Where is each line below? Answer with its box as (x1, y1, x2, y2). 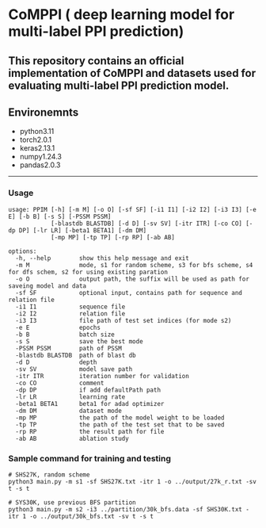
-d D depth (15, 358, 97, 366)
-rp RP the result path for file (15, 427, 165, 435)
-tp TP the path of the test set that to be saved (15, 420, 225, 429)
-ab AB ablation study (15, 434, 129, 442)
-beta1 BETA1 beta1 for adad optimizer (15, 400, 165, 407)
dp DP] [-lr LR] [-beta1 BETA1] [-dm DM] (8, 226, 147, 235)
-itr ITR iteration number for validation (15, 372, 190, 380)
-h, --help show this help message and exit (15, 254, 190, 262)
